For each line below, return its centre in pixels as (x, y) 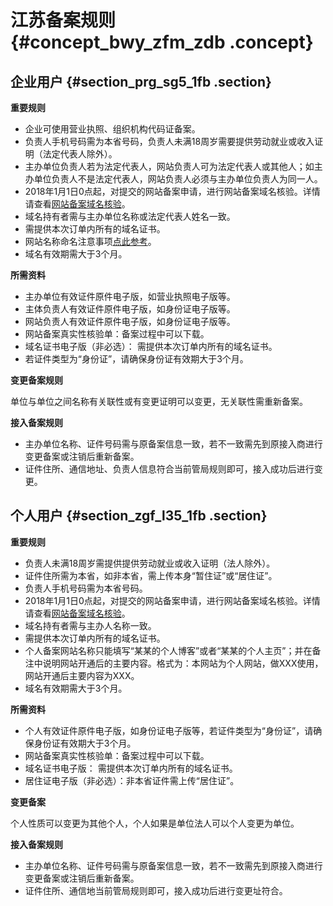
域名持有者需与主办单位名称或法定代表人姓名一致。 (130, 216)
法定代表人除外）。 (80, 154)
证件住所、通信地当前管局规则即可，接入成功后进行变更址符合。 (156, 890)
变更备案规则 (36, 380)
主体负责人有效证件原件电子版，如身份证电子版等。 (130, 309)
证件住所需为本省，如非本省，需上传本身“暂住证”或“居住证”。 (151, 575)
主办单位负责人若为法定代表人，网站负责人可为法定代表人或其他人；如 (169, 166)
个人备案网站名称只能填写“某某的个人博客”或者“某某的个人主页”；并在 (168, 650)
